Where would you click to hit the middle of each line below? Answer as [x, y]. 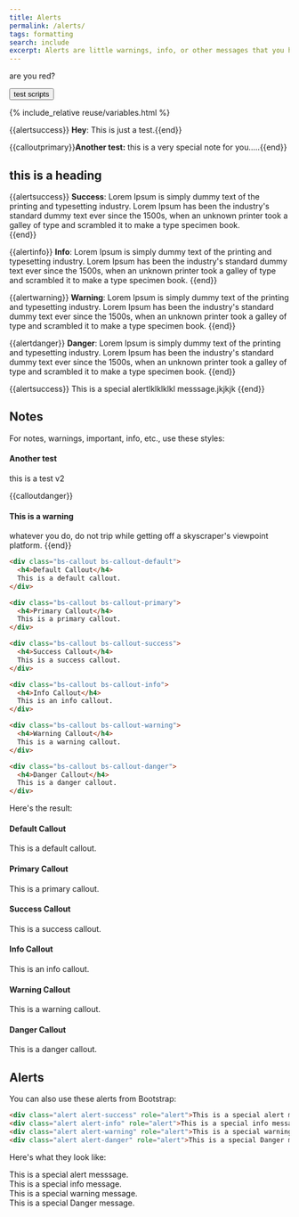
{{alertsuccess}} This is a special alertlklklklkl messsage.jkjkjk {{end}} [137, 388]
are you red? [32, 76]
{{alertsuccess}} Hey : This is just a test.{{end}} [96, 130]
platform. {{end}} [40, 545]
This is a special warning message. [73, 1193]
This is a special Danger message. [72, 1203]
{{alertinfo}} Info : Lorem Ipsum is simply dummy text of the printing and [141, 251]
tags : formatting [41, 34]
